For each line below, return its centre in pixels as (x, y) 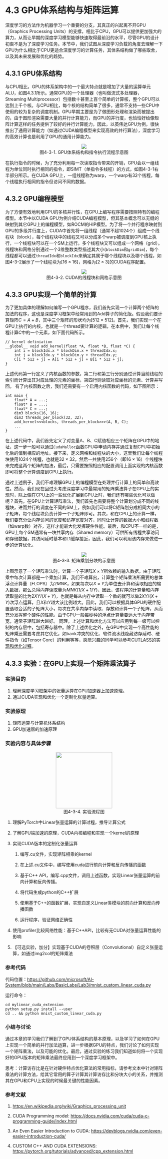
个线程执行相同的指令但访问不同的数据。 (47, 181)
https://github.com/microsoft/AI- (60, 979)
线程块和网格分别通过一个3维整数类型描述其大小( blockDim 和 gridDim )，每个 (82, 249)
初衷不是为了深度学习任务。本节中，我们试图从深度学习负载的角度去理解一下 (84, 43)
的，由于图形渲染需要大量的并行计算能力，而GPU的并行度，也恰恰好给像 (80, 117)
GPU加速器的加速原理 (35, 729)
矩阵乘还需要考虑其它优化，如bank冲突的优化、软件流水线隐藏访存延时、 (80, 634)
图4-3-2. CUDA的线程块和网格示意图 (84, 277)
